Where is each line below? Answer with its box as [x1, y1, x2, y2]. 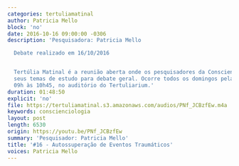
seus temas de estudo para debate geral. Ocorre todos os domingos [14, 75, 218, 82]
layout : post [7, 115, 46, 122]
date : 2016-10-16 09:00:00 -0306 [7, 30, 107, 38]
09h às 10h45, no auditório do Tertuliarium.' [14, 82, 154, 89]
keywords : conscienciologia [7, 108, 91, 116]
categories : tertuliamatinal [7, 10, 94, 18]
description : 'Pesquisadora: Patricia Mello [7, 37, 142, 44]
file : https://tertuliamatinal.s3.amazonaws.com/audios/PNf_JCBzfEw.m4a [7, 101, 228, 109]
